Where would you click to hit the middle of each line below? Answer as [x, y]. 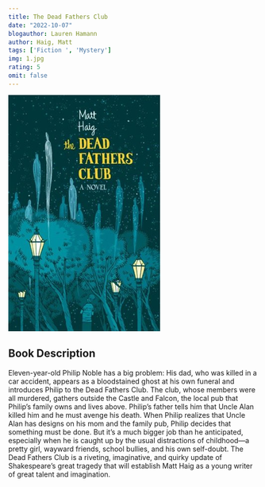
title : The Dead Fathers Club [58, 17]
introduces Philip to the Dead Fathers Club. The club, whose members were [132, 389]
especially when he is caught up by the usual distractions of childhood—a [129, 440]
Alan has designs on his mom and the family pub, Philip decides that [120, 423]
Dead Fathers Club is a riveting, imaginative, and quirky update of [115, 457]
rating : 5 [25, 68]
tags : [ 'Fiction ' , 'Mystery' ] [60, 51]
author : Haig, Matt [40, 42]
